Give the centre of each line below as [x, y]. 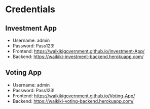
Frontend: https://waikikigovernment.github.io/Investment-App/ [79, 51]
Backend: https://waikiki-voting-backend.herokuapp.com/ [73, 101]
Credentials [30, 9]
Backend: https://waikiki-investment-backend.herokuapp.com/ [78, 57]
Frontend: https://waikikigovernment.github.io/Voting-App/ [74, 96]
